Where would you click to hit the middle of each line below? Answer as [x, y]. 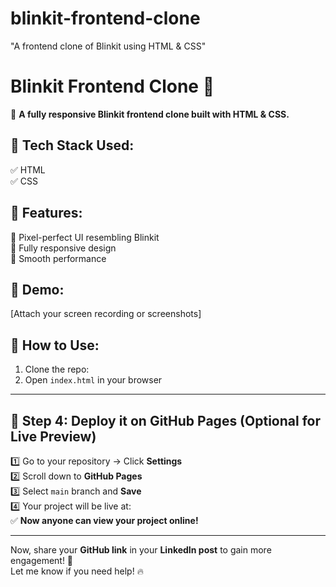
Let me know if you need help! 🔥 [77, 571]
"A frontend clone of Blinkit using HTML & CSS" [108, 46]
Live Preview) [53, 436]
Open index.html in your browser [93, 380]
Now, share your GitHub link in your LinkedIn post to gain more [141, 549]
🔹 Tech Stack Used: [72, 145]
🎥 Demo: [37, 289]
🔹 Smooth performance [58, 258]
